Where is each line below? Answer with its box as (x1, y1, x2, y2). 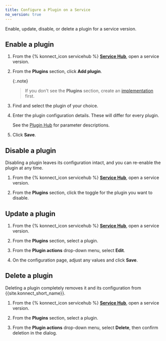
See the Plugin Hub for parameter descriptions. (12, 122, 110, 128)
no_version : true (5, 12, 41, 17)
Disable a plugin (5, 146, 56, 155)
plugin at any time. (5, 165, 43, 171)
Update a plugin (5, 209, 56, 218)
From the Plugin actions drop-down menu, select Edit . (12, 247, 125, 253)
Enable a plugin (5, 40, 54, 48)
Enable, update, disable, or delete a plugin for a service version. (5, 25, 136, 31)
